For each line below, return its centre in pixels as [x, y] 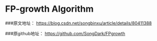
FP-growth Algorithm [49, 9]
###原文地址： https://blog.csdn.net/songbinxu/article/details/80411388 [78, 23]
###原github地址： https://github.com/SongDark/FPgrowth [65, 33]
